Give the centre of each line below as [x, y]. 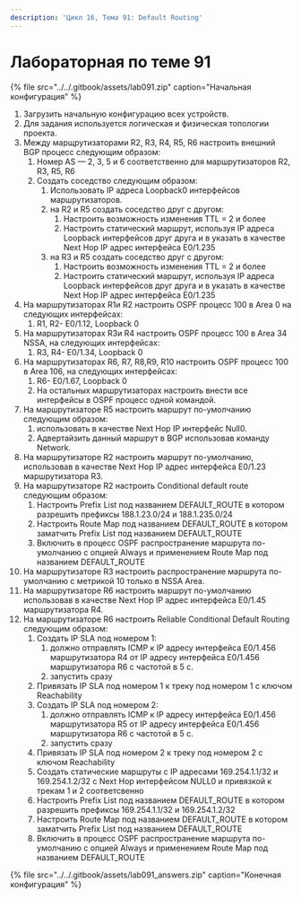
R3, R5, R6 [56, 170]
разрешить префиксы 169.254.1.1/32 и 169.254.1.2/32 [136, 809]
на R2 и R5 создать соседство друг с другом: [137, 209]
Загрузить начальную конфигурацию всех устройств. [126, 114]
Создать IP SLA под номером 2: [98, 704]
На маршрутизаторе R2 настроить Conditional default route [136, 485]
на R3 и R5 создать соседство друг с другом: [137, 257]
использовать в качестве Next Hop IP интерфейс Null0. [142, 428]
